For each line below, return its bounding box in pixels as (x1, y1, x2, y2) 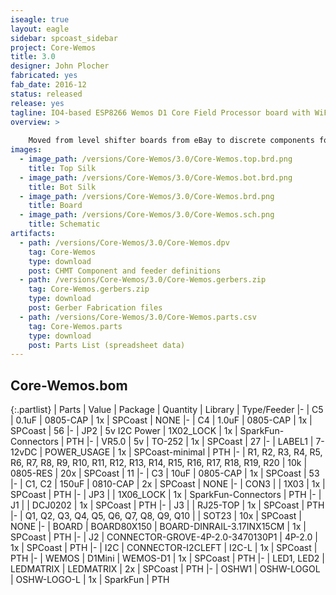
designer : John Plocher (10, 61, 110, 71)
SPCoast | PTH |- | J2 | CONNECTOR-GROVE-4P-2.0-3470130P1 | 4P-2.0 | (10, 531, 318, 543)
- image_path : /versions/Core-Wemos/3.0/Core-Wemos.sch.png (19, 210, 275, 220)
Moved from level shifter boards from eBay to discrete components (28, 136, 315, 146)
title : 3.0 (10, 52, 56, 62)
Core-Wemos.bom (10, 377, 128, 394)
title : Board (28, 201, 83, 211)
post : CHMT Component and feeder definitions (28, 266, 222, 276)
